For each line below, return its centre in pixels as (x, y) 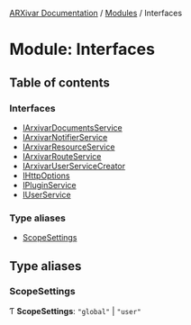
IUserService (46, 194)
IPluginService (49, 185)
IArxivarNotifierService (65, 137)
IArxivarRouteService (62, 156)
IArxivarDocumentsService (73, 127)
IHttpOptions (46, 176)
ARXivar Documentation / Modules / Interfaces (96, 13)
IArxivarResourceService (68, 147)
